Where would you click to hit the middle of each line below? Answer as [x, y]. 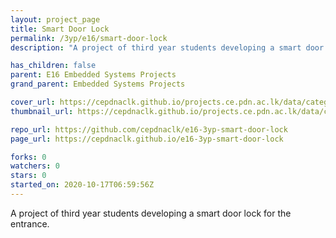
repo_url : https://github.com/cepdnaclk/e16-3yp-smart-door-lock [149, 129]
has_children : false [53, 66]
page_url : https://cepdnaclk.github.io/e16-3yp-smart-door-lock [147, 139]
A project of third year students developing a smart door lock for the [151, 213]
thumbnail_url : [42, 111]
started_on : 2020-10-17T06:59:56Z [82, 185]
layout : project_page [55, 19]
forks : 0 [28, 157]
